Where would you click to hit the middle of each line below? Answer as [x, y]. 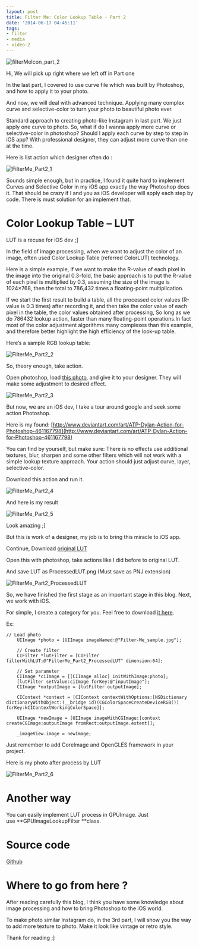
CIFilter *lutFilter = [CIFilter [58, 656]
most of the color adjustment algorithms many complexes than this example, [99, 325]
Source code [38, 845]
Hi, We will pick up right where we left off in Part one [70, 73]
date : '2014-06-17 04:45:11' [42, 23]
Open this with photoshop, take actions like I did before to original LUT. [93, 560]
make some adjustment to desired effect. [56, 384]
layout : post [22, 12]
